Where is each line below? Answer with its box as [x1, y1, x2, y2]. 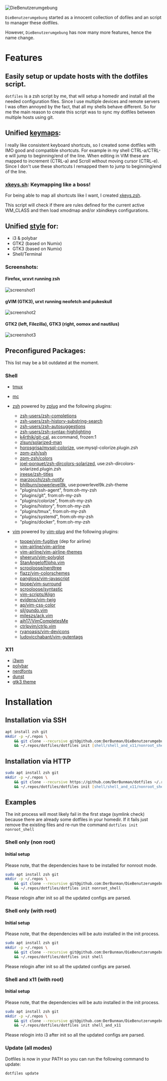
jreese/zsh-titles [19, 471, 54, 477]
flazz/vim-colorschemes [19, 570, 70, 576]
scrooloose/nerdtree [19, 564, 62, 570]
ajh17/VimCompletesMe [19, 617, 69, 624]
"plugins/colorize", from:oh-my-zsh [19, 498, 93, 504]
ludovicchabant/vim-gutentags [19, 633, 83, 639]
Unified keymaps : [5, 129, 61, 137]
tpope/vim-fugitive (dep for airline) [19, 538, 91, 544]
